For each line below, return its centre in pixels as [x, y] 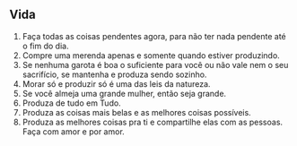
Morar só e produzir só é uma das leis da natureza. [116, 83]
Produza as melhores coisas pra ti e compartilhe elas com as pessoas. [153, 122]
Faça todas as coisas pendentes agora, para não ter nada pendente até [154, 36]
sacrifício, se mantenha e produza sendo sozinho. [114, 74]
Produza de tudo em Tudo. [71, 103]
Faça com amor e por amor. [74, 131]
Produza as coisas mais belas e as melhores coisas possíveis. [136, 112]
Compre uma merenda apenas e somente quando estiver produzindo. [151, 55]
